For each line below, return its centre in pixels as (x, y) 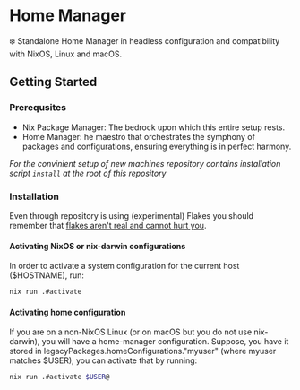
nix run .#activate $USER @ (60, 377)
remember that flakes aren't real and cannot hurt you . (108, 225)
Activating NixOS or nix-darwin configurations (98, 246)
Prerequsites (38, 108)
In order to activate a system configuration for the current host (124, 266)
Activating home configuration (68, 312)
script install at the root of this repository (88, 173)
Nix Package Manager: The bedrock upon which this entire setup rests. (154, 127)
